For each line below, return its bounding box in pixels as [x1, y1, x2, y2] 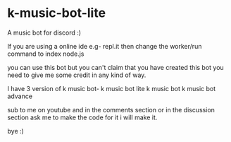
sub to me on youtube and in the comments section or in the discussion [7, 105, 215, 114]
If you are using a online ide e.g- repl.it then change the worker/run [7, 42, 202, 50]
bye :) [7, 126, 25, 135]
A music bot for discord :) [7, 28, 82, 37]
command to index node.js [7, 49, 85, 58]
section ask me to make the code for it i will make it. [7, 113, 158, 122]
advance [7, 92, 33, 100]
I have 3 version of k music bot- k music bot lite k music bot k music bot [7, 84, 216, 93]
